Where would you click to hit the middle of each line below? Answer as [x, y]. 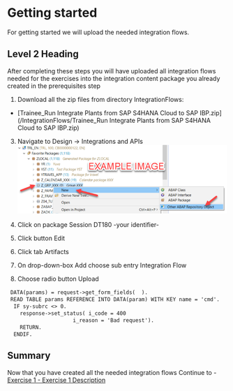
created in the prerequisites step [54, 86]
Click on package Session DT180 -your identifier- [88, 224]
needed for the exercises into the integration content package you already [114, 78]
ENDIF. [23, 334]
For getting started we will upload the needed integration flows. [98, 32]
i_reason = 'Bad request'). [114, 320]
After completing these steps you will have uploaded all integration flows [112, 71]
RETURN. [31, 327]
